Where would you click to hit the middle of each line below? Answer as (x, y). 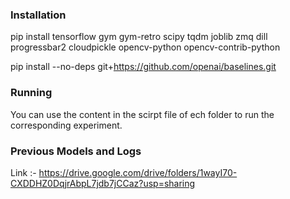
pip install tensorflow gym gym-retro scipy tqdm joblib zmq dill (139, 37)
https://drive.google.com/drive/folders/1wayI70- (138, 172)
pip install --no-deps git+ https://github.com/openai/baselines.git (143, 67)
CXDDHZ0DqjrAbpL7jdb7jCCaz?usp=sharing (103, 183)
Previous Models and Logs (76, 151)
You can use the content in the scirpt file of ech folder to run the (142, 114)
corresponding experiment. (66, 125)
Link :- (23, 172)
